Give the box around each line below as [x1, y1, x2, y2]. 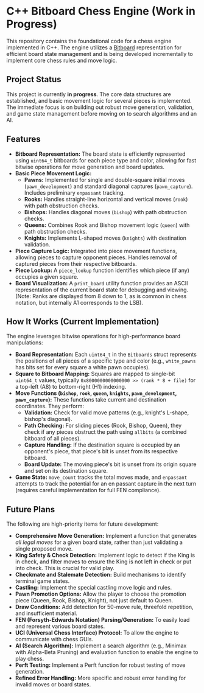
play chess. [15, 655, 44, 663]
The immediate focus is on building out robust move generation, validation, [6, 103, 194, 111]
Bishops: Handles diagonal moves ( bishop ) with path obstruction [24, 208, 188, 215]
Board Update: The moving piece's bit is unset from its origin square [24, 461, 197, 468]
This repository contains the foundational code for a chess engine [6, 37, 172, 44]
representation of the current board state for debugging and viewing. [15, 286, 189, 293]
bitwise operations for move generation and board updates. [15, 163, 164, 170]
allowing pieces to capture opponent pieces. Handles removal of [15, 254, 178, 261]
